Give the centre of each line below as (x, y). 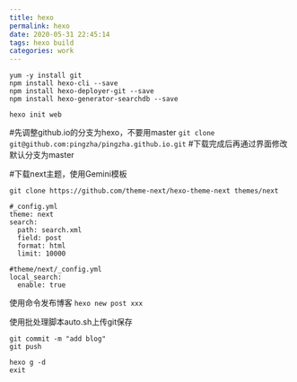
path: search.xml (50, 230)
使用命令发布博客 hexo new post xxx (76, 303)
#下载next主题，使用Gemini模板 (68, 174)
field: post (40, 239)
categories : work (42, 51)
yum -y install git (46, 76)
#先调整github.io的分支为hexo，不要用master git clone (112, 133)
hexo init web (36, 115)
